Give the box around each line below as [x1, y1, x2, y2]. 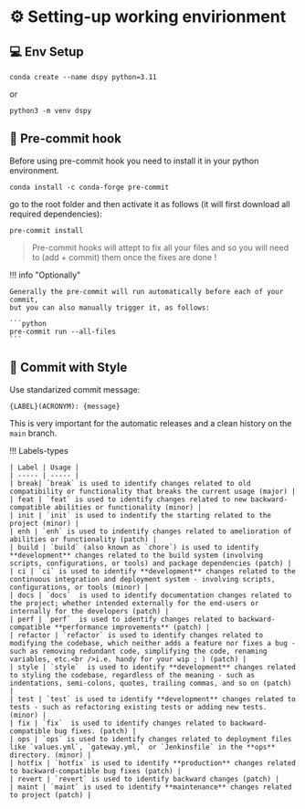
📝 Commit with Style [9, 360, 128, 375]
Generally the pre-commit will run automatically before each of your [9, 287, 284, 296]
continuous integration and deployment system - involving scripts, [9, 574, 276, 583]
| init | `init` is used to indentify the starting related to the [9, 510, 272, 520]
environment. [9, 164, 59, 175]
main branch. [9, 427, 58, 438]
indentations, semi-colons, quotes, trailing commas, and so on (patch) [9, 678, 292, 688]
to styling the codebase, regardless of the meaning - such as [9, 670, 256, 679]
